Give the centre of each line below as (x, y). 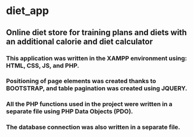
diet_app (28, 11)
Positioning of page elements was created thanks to (81, 81)
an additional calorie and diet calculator (80, 41)
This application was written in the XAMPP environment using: (97, 58)
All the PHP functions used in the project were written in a (89, 104)
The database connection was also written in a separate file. (93, 127)
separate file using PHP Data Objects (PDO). (70, 111)
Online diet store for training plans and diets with (96, 32)
